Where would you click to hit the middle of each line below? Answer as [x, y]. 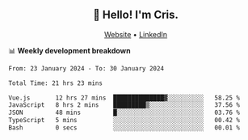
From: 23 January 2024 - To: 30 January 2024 [86, 68]
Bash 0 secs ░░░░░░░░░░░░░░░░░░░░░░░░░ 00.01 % [124, 128]
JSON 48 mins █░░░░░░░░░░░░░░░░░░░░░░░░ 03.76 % [124, 113]
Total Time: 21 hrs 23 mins [56, 83]
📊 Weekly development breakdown [69, 50]
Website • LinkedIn [136, 34]
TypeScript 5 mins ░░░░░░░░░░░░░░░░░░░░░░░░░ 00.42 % [124, 121]
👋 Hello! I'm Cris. [136, 15]
